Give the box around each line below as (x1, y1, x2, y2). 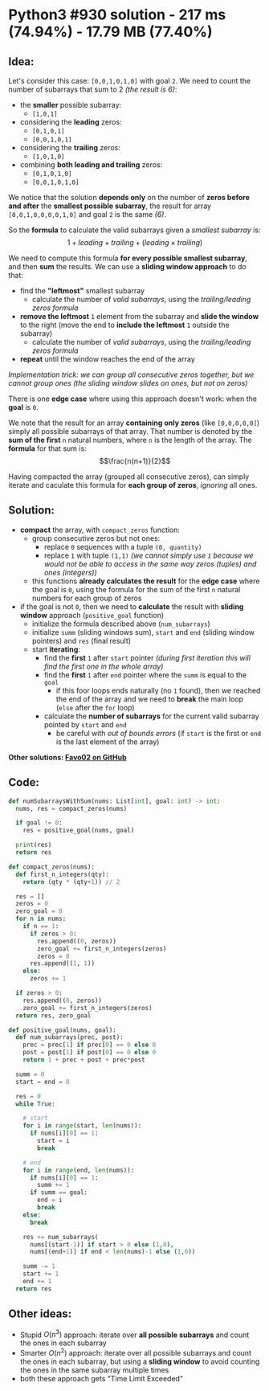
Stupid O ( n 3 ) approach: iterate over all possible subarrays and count (19, 1328, 250, 1340)
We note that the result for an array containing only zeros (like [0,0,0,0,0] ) (8, 418, 260, 428)
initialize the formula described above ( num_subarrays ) (31, 619, 210, 628)
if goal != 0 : (15, 819, 63, 827)
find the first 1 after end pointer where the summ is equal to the (43, 669, 247, 680)
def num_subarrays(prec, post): (15, 1033, 124, 1041)
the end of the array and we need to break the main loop (55, 693, 243, 704)
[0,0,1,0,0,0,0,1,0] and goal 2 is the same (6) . (8, 210, 167, 219)
